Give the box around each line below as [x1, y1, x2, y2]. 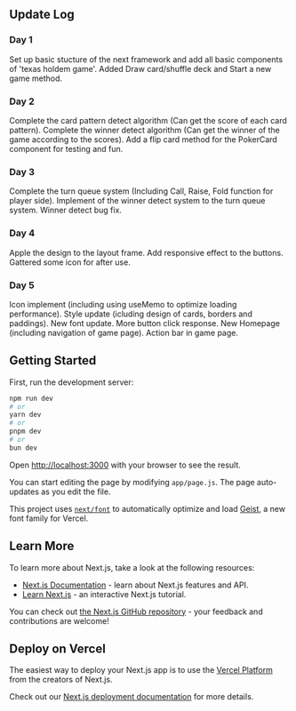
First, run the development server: [9, 377, 134, 387]
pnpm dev [9, 427, 42, 436]
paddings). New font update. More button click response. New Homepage [9, 317, 280, 328]
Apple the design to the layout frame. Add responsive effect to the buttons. [9, 247, 284, 258]
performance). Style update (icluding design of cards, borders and [9, 308, 253, 319]
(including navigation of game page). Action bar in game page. [9, 327, 238, 338]
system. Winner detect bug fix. [9, 204, 123, 216]
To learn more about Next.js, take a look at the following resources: [9, 562, 255, 572]
